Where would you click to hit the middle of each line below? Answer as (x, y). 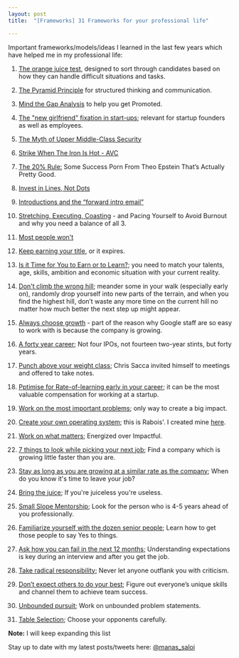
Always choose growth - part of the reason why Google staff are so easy (125, 322)
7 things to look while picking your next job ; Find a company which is (119, 449)
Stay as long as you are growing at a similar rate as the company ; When (123, 471)
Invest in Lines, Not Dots (54, 188)
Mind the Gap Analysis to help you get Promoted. (90, 103)
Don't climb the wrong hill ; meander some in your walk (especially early (123, 286)
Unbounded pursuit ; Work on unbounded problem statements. (110, 605)
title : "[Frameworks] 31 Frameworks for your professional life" (108, 21)
